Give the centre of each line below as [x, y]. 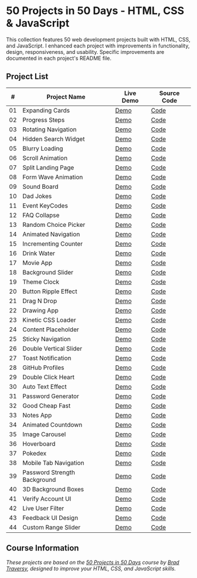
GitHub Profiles [43, 368]
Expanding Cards [46, 110]
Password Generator [51, 396]
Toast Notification [47, 358]
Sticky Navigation [47, 339]
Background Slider [48, 272]
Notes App [37, 415]
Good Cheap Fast [47, 406]
